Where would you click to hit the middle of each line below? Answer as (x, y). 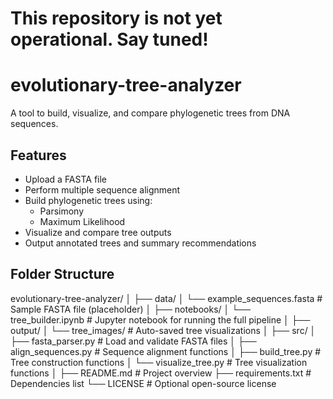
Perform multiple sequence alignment (102, 189)
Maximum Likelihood (82, 221)
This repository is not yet (116, 18)
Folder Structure (62, 274)
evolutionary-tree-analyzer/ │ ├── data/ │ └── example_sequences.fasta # (166, 298)
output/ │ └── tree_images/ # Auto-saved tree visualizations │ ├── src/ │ (163, 330)
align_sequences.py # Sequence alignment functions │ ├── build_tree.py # (166, 351)
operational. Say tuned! (109, 39)
